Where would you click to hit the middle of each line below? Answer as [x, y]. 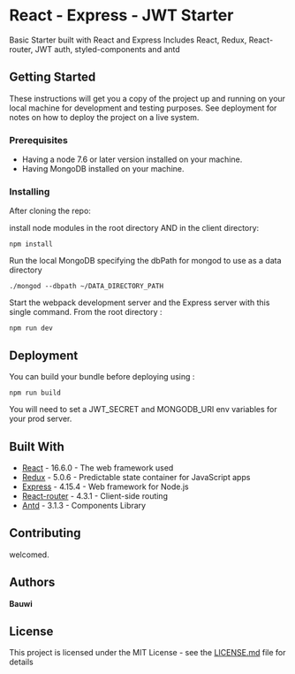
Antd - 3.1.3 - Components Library [84, 505]
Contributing [45, 533]
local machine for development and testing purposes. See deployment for [143, 108]
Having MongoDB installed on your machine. [103, 169]
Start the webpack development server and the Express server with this [140, 303]
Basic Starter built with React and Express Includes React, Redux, [128, 40]
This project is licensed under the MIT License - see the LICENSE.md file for [147, 653]
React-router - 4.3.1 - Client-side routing [95, 495]
